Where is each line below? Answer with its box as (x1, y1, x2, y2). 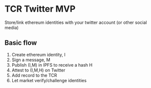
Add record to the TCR (11, 72, 57, 78)
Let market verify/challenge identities (11, 77, 86, 83)
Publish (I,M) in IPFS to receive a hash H (11, 62, 93, 68)
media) (4, 24, 19, 30)
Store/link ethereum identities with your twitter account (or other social (4, 19, 147, 25)
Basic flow (4, 39, 37, 47)
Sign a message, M (11, 57, 51, 63)
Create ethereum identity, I (11, 52, 65, 57)
